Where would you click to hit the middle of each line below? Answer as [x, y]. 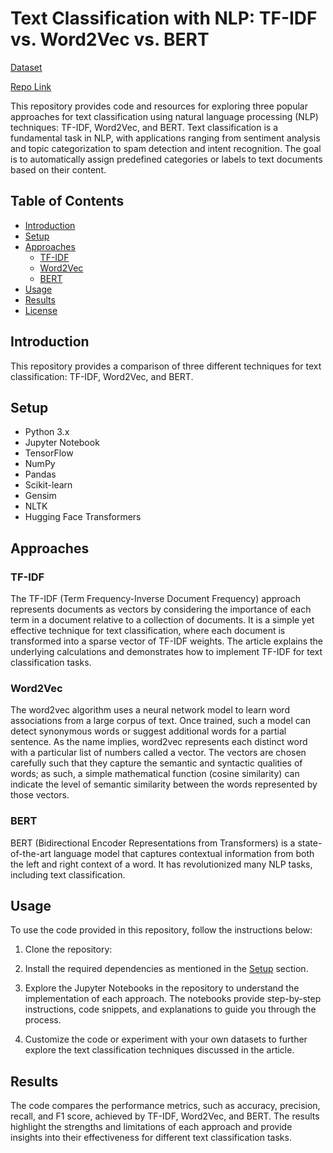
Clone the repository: [68, 949]
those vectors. [40, 795]
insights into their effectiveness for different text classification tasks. [151, 1138]
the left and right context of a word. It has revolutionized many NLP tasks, [161, 864]
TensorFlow [49, 453]
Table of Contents [67, 201]
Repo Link [31, 86]
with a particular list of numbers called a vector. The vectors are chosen [158, 753]
